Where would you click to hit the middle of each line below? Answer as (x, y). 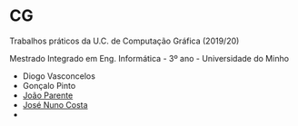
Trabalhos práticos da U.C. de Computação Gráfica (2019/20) (124, 41)
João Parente (48, 95)
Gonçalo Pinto (49, 85)
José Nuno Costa (55, 104)
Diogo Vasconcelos (59, 76)
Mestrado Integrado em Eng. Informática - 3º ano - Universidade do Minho (149, 58)
